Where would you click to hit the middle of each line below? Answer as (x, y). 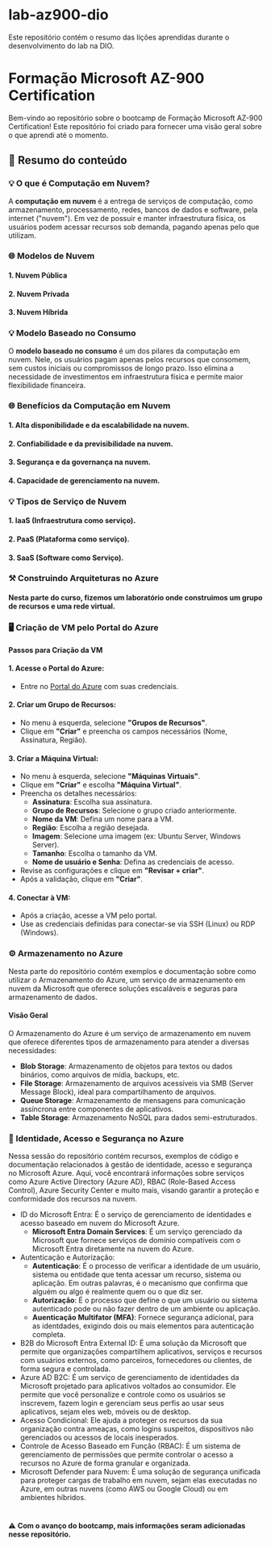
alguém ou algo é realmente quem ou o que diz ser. (117, 1292)
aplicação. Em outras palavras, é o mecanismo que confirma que (140, 1283)
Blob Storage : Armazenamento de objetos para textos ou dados (126, 1066)
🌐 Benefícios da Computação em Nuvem (90, 406)
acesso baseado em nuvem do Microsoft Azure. (100, 1223)
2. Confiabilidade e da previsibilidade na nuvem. (91, 443)
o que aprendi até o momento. (58, 135)
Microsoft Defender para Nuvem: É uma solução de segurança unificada (140, 1472)
